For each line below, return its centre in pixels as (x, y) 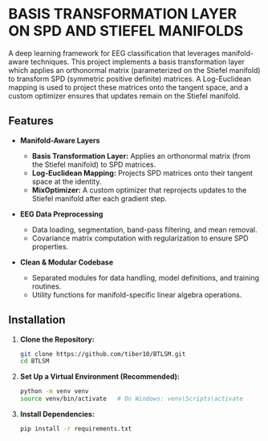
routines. (47, 286)
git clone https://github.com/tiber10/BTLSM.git (103, 354)
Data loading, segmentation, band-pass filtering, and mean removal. (145, 229)
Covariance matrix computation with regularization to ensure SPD (140, 238)
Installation (37, 320)
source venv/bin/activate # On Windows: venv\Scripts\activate (131, 399)
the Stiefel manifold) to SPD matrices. (94, 164)
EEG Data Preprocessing (61, 214)
